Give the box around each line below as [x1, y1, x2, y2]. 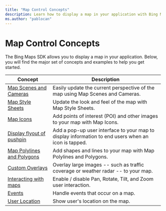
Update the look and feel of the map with [52, 99, 147, 105]
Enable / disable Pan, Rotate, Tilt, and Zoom [52, 176, 154, 182]
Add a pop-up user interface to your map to [52, 127, 155, 134]
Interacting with [7, 176, 44, 182]
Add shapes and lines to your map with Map [52, 147, 155, 154]
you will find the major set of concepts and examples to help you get [5, 59, 145, 65]
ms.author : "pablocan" [5, 16, 52, 21]
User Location [7, 198, 41, 205]
